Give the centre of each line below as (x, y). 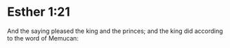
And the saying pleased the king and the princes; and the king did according (115, 31)
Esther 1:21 (39, 12)
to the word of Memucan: (43, 38)
